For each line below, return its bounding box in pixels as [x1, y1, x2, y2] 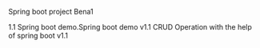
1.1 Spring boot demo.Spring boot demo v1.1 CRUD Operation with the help [8, 22, 252, 31]
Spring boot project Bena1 [8, 7, 94, 16]
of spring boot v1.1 [8, 31, 69, 40]
